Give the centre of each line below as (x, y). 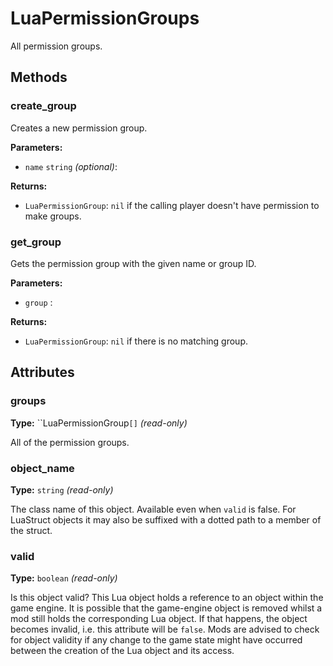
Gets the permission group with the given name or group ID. (133, 263)
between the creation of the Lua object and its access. (122, 651)
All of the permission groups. (70, 442)
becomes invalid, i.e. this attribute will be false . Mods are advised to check (165, 629)
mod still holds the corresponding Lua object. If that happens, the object (159, 619)
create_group (43, 106)
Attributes (42, 372)
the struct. (31, 530)
